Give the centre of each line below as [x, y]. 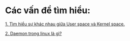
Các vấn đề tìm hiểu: [48, 10]
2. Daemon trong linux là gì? [33, 33]
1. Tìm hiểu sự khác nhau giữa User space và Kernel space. [65, 24]
